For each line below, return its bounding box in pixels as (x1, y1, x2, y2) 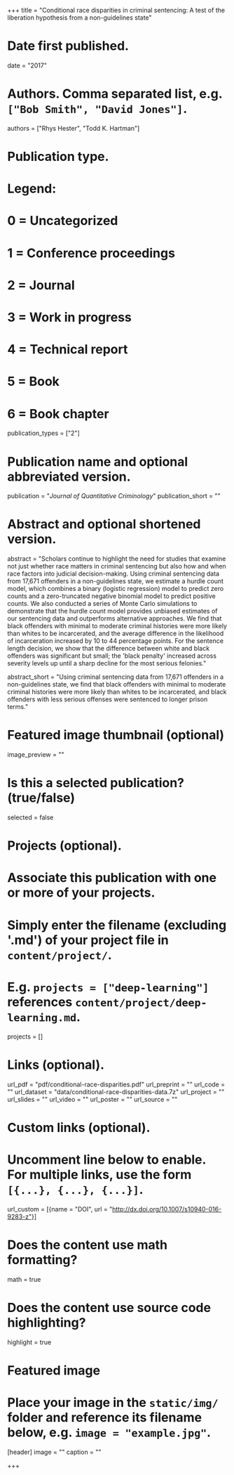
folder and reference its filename (7, 1409, 202, 1425)
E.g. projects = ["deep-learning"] (7, 979, 209, 995)
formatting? (7, 1252, 78, 1268)
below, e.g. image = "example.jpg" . (7, 1424, 212, 1440)
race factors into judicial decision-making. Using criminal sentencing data (7, 569, 219, 578)
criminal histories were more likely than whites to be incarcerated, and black (7, 688, 227, 696)
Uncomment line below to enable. (7, 1152, 207, 1167)
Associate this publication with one (7, 870, 217, 886)
